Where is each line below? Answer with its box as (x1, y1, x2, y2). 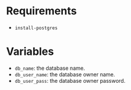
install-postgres (14, 25, 58, 31)
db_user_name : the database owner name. (14, 70, 116, 78)
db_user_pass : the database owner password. (14, 77, 126, 84)
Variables (6, 45, 55, 58)
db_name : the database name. (14, 64, 85, 72)
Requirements (6, 4, 77, 18)
